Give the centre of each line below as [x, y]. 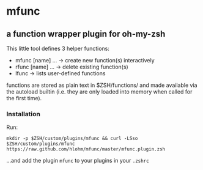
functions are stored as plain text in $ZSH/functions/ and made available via [102, 85]
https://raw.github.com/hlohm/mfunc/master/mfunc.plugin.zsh [86, 149]
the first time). [24, 98]
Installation [24, 114]
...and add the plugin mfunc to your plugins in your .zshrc [78, 161]
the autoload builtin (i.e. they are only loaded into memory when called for [99, 92]
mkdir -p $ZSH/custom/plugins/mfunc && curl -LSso [72, 139]
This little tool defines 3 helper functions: [58, 48]
